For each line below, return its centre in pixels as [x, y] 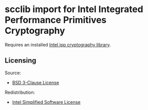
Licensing [20, 61]
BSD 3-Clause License [35, 82]
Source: [13, 73]
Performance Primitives [56, 20]
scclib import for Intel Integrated [74, 9]
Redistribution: [20, 92]
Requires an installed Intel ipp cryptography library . [58, 44]
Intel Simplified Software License [46, 102]
